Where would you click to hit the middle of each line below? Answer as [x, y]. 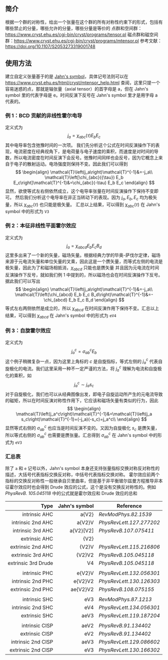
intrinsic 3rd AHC [33, 530]
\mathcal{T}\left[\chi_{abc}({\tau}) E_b [84, 177]
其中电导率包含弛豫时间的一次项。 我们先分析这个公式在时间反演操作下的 [80, 145]
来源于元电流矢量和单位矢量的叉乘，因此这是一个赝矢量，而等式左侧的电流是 [84, 261]
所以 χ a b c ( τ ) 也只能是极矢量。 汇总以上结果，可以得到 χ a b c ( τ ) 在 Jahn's [87, 205]
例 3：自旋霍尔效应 [28, 330]
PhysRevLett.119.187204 [129, 615]
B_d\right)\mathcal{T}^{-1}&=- [122, 294]
